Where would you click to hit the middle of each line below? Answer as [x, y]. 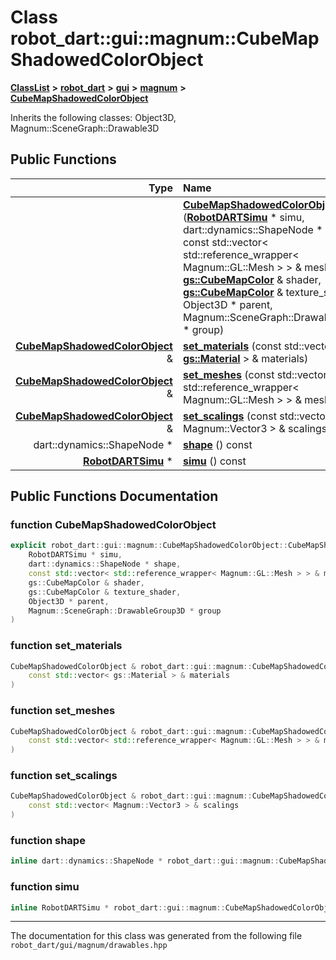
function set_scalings [64, 776]
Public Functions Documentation [114, 496]
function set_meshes [63, 711]
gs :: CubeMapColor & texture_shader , [105, 592]
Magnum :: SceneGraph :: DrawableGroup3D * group [125, 611]
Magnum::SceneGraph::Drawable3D [85, 128]
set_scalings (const [229, 416]
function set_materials [66, 646]
